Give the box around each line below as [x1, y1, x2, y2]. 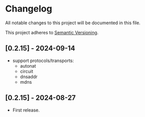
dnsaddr [20, 74, 38, 80]
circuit [20, 68, 34, 74]
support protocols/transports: [12, 57, 74, 64]
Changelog [5, 3, 52, 15]
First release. [12, 107, 40, 113]
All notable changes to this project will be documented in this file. [5, 20, 141, 26]
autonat [20, 63, 36, 69]
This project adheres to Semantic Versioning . [5, 29, 99, 35]
